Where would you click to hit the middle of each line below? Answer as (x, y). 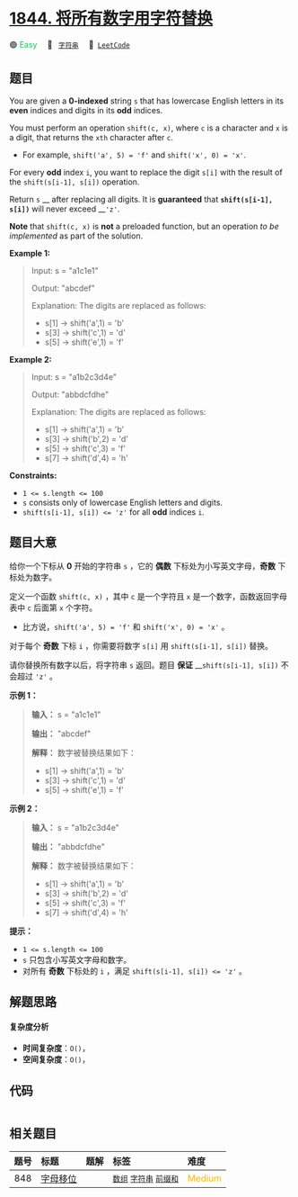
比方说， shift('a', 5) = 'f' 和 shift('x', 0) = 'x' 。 (126, 626)
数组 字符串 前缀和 (146, 1179)
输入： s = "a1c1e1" (66, 714)
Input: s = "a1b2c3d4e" (74, 377)
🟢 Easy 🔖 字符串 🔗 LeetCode (70, 44)
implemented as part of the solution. (76, 236)
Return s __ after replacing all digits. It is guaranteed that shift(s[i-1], (141, 199)
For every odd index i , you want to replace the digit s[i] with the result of (146, 172)
